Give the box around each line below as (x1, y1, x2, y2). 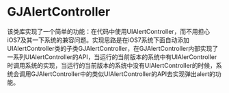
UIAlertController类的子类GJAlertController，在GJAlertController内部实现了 (7, 44, 219, 52)
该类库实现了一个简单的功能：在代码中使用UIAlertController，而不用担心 (7, 27, 211, 35)
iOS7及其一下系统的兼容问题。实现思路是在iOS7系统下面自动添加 (7, 35, 190, 44)
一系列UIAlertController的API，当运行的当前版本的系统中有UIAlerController (7, 52, 217, 61)
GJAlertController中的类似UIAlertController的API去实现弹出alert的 (30, 69, 215, 78)
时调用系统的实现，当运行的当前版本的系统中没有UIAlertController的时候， (7, 61, 217, 69)
